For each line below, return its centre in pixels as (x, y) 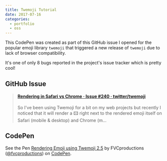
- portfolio (22, 24)
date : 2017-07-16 (23, 14)
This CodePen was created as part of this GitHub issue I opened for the (79, 42)
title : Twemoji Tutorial (31, 10)
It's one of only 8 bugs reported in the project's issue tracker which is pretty (83, 63)
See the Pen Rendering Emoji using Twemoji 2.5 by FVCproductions (75, 148)
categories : (17, 19)
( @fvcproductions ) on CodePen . (38, 153)
